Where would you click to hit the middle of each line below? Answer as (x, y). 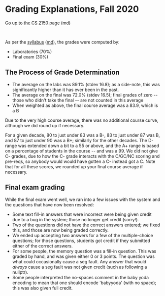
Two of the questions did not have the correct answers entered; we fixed (86, 225)
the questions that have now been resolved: (49, 204)
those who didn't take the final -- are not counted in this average (78, 100)
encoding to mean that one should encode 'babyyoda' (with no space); (84, 283)
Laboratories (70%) (32, 51)
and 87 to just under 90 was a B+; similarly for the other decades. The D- (79, 140)
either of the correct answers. (42, 246)
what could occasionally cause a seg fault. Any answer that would (79, 261)
